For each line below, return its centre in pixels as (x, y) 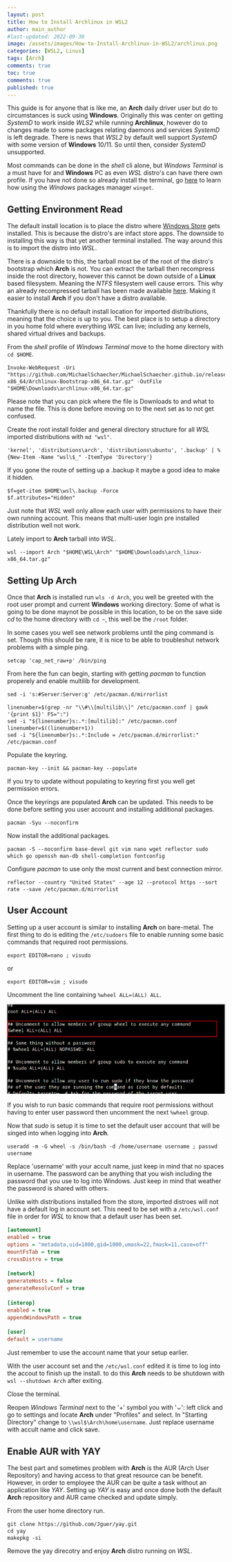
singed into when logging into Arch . (58, 1133)
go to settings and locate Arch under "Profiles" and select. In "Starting (107, 1415)
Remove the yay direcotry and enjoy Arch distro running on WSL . (100, 1551)
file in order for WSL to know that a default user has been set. (95, 1216)
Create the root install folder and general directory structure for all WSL (108, 429)
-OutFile (149, 382)
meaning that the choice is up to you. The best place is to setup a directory (114, 319)
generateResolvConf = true (46, 1289)
